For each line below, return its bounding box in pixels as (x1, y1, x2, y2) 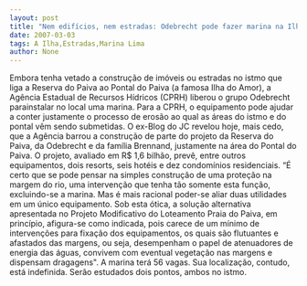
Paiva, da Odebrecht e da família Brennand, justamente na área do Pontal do (9, 141, 297, 152)
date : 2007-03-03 (9, 30, 76, 39)
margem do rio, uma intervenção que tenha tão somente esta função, (9, 179, 271, 190)
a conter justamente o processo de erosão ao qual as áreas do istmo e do (9, 111, 287, 122)
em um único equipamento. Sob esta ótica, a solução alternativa (9, 198, 251, 210)
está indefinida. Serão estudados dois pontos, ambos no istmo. (9, 267, 247, 278)
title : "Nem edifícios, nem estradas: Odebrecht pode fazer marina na (9, 22, 284, 31)
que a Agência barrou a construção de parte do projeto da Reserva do (9, 131, 274, 142)
